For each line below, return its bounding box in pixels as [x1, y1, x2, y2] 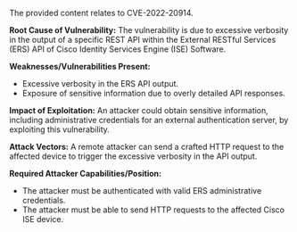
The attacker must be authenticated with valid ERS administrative [21, 186, 262, 195]
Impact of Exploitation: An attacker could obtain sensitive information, [9, 105, 269, 115]
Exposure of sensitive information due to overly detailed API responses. [21, 88, 285, 98]
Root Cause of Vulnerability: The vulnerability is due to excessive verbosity [9, 25, 289, 35]
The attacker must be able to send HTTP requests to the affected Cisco [21, 204, 285, 215]
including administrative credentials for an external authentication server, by [9, 115, 289, 125]
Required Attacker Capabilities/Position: [9, 169, 162, 178]
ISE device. [21, 214, 64, 224]
